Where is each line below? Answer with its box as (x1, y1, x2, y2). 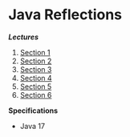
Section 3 (19, 64, 52, 74)
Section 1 (19, 47, 51, 57)
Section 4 (19, 73, 52, 83)
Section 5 (19, 82, 52, 91)
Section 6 (19, 90, 52, 99)
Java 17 (19, 121, 46, 131)
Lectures (8, 32, 39, 42)
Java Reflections (8, 6, 123, 24)
